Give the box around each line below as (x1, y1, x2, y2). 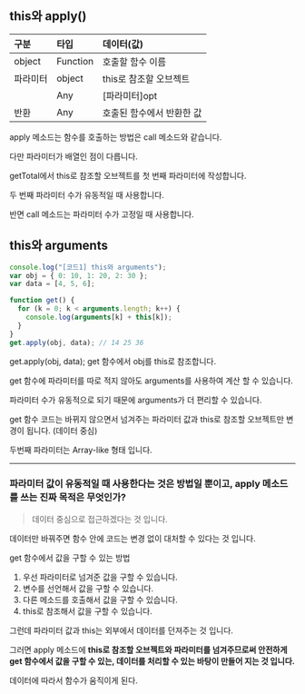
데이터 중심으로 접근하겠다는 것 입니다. (31, 513, 168, 524)
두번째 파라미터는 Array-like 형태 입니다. (9, 444, 152, 455)
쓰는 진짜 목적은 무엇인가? (19, 491, 127, 504)
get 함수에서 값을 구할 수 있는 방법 (9, 552, 131, 563)
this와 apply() (9, 8, 87, 25)
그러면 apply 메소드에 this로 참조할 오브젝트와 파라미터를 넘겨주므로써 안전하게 (9, 644, 288, 655)
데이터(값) (103, 37, 143, 50)
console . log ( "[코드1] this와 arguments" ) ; (9, 263, 167, 272)
